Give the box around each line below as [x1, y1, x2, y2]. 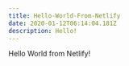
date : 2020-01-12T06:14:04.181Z [8, 19, 117, 27]
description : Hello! [8, 27, 78, 35]
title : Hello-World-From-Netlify [8, 11, 121, 20]
